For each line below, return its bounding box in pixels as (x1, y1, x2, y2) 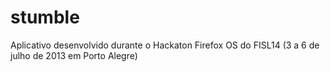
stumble (10, 6, 80, 29)
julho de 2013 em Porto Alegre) (10, 49, 138, 61)
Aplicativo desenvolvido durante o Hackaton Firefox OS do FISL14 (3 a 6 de (10, 39, 320, 51)
